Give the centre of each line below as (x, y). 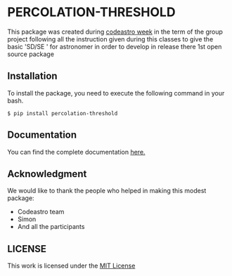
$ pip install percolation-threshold (63, 113)
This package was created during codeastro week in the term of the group (115, 32)
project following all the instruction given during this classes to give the (110, 39)
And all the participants (51, 227)
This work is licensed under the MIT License (71, 266)
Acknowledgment (47, 174)
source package (31, 54)
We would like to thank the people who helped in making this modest (107, 191)
